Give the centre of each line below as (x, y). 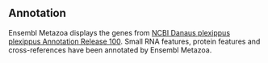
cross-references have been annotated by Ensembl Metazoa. (110, 50)
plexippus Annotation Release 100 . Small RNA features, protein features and (134, 41)
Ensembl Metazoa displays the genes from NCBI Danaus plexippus (119, 32)
